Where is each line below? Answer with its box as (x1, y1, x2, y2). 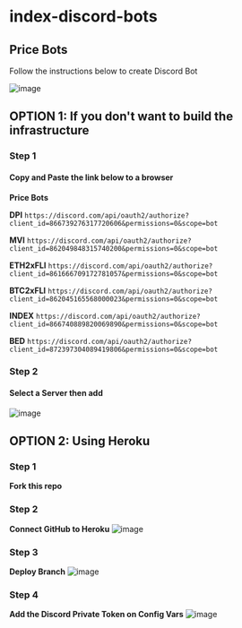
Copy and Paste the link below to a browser (9, 172, 174, 183)
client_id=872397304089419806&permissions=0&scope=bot (9, 345, 219, 354)
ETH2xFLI (9, 260, 47, 271)
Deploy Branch (9, 566, 65, 577)
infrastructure (9, 123, 90, 138)
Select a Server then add (9, 388, 103, 399)
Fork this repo (9, 481, 63, 492)
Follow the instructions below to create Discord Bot (9, 65, 198, 76)
